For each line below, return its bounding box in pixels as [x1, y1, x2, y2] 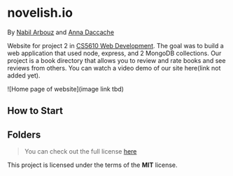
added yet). [7, 71, 41, 80]
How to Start [7, 105, 63, 117]
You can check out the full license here [24, 147, 137, 156]
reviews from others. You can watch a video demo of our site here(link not [7, 64, 221, 72]
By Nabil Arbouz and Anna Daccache [7, 28, 114, 36]
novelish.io [7, 5, 73, 21]
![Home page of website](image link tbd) [7, 85, 125, 93]
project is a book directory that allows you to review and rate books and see [7, 56, 226, 64]
